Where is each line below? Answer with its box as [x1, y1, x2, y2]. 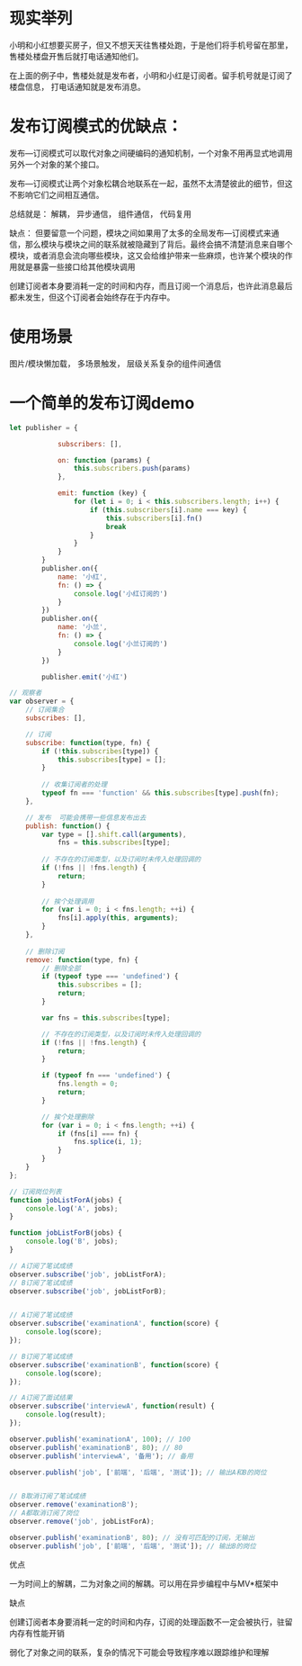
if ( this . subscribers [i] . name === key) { [89, 505, 247, 514]
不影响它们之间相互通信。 [9, 189, 104, 200]
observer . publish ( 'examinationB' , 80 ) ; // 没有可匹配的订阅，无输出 [9, 1533, 255, 1542]
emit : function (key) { [57, 489, 147, 498]
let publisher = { [9, 423, 78, 432]
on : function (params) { [57, 455, 151, 464]
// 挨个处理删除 [41, 1112, 94, 1121]
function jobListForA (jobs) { [9, 1195, 123, 1204]
